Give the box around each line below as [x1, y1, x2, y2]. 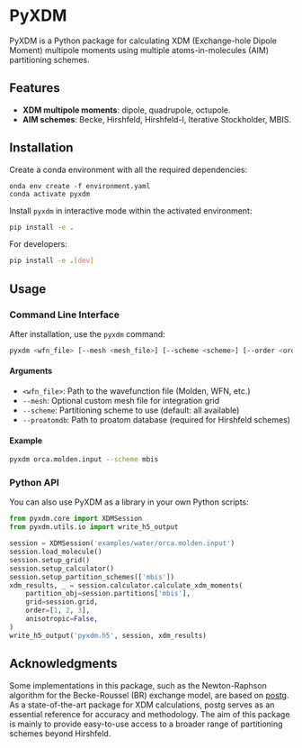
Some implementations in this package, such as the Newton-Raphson [9, 680, 267, 690]
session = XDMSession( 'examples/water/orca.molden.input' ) [9, 539, 235, 548]
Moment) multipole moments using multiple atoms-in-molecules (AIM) [9, 44, 270, 55]
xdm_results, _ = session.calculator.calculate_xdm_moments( [9, 580, 244, 590]
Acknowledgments [9, 656, 119, 671]
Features [9, 80, 60, 96]
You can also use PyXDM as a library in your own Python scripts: [9, 497, 249, 507]
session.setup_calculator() [9, 564, 115, 573]
